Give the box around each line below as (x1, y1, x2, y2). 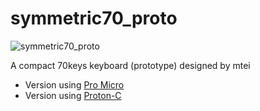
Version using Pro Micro (24, 78, 125, 91)
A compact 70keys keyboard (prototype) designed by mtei (10, 59, 251, 71)
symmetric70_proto (10, 7, 178, 30)
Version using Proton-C (24, 89, 122, 101)
